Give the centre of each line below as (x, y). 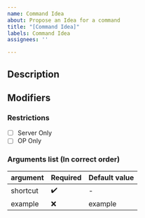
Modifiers (29, 97)
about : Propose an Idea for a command (64, 20)
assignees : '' (28, 40)
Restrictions (29, 117)
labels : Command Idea (39, 33)
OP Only (29, 141)
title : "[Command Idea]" (43, 27)
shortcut (25, 191)
